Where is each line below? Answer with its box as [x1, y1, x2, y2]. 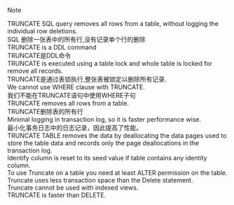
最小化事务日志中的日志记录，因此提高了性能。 [7, 124, 142, 132]
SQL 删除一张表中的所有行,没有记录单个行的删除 [7, 35, 146, 43]
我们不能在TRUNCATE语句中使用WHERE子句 [7, 91, 136, 99]
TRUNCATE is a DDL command [7, 43, 97, 51]
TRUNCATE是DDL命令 [7, 52, 71, 59]
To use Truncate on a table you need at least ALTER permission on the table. [7, 169, 228, 177]
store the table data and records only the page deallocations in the [7, 139, 200, 147]
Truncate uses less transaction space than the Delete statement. [7, 176, 193, 184]
